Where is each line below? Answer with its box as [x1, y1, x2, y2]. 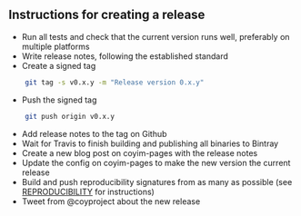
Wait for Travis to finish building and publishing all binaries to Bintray [21, 138, 279, 149]
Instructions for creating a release [8, 7, 206, 23]
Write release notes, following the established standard [21, 50, 228, 62]
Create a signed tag [21, 60, 96, 71]
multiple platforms [21, 41, 90, 52]
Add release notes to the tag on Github [21, 128, 167, 139]
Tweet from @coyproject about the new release [21, 195, 201, 207]
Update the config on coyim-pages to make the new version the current [21, 157, 291, 168]
